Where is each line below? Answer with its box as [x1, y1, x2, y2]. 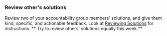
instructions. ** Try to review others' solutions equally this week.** [5, 26, 142, 32]
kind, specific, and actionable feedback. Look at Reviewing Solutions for [5, 20, 154, 26]
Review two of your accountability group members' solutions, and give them [5, 15, 162, 21]
